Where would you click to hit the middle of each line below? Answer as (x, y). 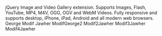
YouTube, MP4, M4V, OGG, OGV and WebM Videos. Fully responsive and (81, 13)
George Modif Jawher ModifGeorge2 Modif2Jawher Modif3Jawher (75, 23)
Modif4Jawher (21, 29)
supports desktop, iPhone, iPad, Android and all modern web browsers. (80, 18)
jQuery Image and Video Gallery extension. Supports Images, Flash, (76, 7)
